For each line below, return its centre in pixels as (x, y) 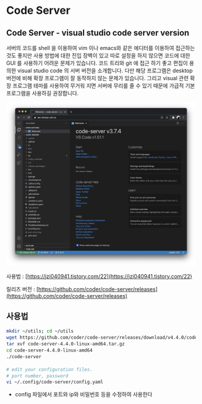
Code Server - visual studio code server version (98, 33)
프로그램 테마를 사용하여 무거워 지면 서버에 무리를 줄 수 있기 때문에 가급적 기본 (104, 86)
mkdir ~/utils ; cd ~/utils (40, 331)
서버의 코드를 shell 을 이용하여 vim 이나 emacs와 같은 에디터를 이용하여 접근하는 (101, 48)
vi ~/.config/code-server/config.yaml (55, 382)
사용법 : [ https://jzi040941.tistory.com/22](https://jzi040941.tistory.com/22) (99, 276)
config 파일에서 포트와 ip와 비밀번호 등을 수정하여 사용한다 (84, 394)
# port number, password (37, 376)
